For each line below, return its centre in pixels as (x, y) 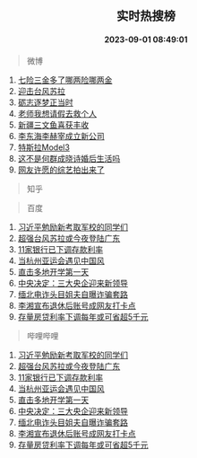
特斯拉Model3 (43, 147)
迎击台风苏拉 (41, 91)
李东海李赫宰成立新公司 (61, 136)
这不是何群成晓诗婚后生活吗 (69, 158)
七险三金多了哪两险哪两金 (65, 80)
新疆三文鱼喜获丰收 (53, 125)
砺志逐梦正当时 (45, 102)
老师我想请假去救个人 (57, 113)
